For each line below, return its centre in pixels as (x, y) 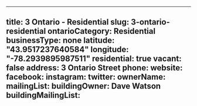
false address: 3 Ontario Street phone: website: (94, 68)
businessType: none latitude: (60, 41)
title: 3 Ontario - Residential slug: (68, 22)
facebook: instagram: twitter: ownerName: (86, 77)
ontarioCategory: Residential (102, 31)
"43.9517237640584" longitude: (67, 49)
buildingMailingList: (43, 95)
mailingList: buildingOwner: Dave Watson (84, 86)
